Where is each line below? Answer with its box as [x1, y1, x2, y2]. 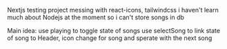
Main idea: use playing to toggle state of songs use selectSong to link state [7, 27, 221, 35]
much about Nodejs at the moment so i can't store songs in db [7, 13, 185, 21]
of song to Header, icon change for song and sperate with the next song [7, 34, 213, 42]
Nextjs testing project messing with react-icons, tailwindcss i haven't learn [7, 6, 219, 14]
